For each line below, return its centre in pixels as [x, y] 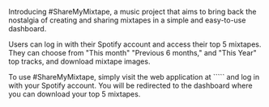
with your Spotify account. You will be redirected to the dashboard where [130, 85]
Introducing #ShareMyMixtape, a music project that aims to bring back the [132, 12]
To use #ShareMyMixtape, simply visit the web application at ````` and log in [134, 77]
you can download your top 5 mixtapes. [75, 94]
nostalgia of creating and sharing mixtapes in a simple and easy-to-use [127, 20]
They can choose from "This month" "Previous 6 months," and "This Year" [132, 53]
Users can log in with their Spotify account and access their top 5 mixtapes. [135, 44]
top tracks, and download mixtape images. [79, 61]
